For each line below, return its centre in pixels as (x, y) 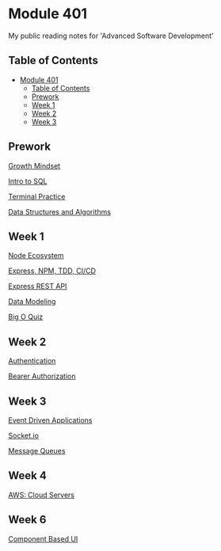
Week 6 (27, 520)
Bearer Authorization (42, 376)
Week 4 (28, 476)
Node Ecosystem (36, 256)
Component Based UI (43, 538)
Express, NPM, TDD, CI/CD (52, 271)
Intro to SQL (28, 181)
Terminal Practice (37, 196)
